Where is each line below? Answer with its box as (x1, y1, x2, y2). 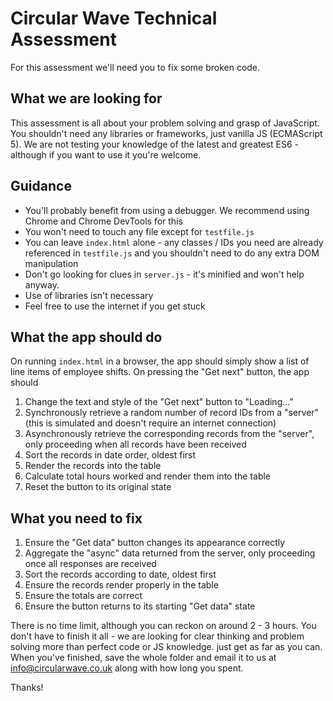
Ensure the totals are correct (24, 590, 143, 602)
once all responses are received (24, 558, 157, 570)
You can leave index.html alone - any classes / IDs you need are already (24, 236, 324, 248)
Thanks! (10, 682, 44, 694)
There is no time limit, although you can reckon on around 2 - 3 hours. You (10, 620, 317, 632)
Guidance (10, 178, 72, 195)
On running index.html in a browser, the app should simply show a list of (10, 355, 310, 367)
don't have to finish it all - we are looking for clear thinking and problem (10, 630, 305, 642)
